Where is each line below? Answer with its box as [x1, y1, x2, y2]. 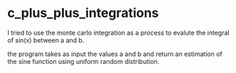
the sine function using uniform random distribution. [7, 57, 160, 65]
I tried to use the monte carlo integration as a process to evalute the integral [7, 28, 230, 37]
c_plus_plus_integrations [7, 5, 159, 21]
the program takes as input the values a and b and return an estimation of [7, 50, 222, 58]
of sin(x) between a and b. [7, 35, 85, 44]
